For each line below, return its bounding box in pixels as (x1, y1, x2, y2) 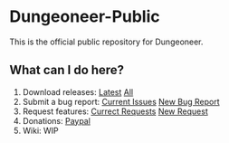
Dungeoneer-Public (9, 6, 160, 27)
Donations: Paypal (22, 115, 91, 126)
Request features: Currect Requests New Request (22, 106, 208, 117)
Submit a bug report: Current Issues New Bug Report (22, 96, 220, 107)
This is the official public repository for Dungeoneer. (9, 36, 204, 47)
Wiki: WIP (22, 125, 59, 136)
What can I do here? (9, 62, 125, 78)
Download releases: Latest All (22, 86, 134, 97)
